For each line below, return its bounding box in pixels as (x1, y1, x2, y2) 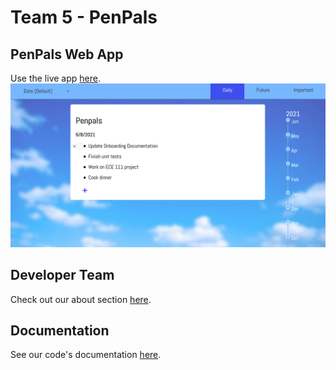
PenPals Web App (10, 46, 124, 63)
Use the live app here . (10, 72, 101, 84)
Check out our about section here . (10, 293, 152, 305)
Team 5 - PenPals (10, 6, 158, 29)
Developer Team (10, 267, 115, 284)
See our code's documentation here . (10, 349, 162, 361)
